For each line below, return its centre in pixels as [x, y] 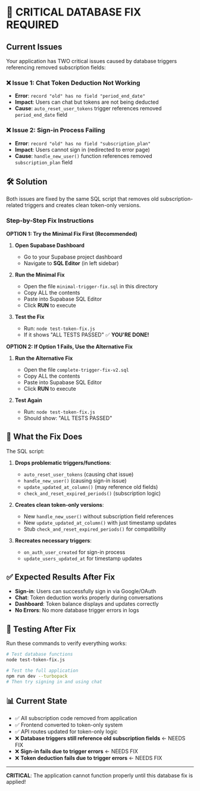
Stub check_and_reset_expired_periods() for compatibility [95, 529]
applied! [16, 782]
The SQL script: [25, 451]
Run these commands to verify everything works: [66, 643]
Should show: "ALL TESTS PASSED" [68, 418]
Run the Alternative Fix [44, 358]
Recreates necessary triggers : [53, 540]
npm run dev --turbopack [37, 676]
